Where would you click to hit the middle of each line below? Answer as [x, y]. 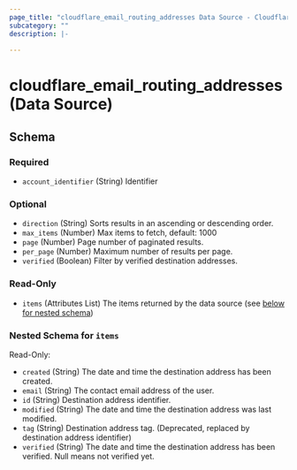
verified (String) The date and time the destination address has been [148, 447]
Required [29, 162]
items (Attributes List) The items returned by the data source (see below [153, 303]
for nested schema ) [58, 312]
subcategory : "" [39, 26]
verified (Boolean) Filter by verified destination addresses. [130, 261]
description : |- [39, 34]
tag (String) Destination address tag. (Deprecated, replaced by [136, 428]
